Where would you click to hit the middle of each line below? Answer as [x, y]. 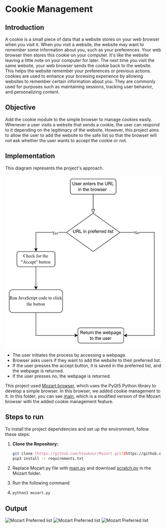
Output [16, 508]
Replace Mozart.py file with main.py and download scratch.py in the [82, 468]
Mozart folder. [27, 474]
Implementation [30, 156]
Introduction [25, 27]
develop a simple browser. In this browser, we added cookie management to [83, 391]
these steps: [18, 434]
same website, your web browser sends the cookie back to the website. [79, 66]
